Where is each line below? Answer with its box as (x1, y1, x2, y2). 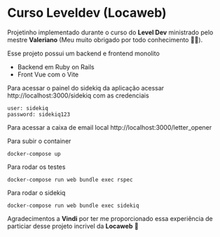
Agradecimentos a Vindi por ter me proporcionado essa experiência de (7, 214, 214, 222)
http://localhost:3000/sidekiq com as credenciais (7, 91, 149, 100)
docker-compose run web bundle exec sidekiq (7, 202, 139, 209)
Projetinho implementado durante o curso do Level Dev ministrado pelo (7, 28, 214, 36)
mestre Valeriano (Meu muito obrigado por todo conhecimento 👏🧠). (7, 35, 203, 43)
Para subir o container (7, 137, 71, 145)
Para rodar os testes (7, 163, 66, 171)
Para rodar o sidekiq (7, 188, 66, 197)
